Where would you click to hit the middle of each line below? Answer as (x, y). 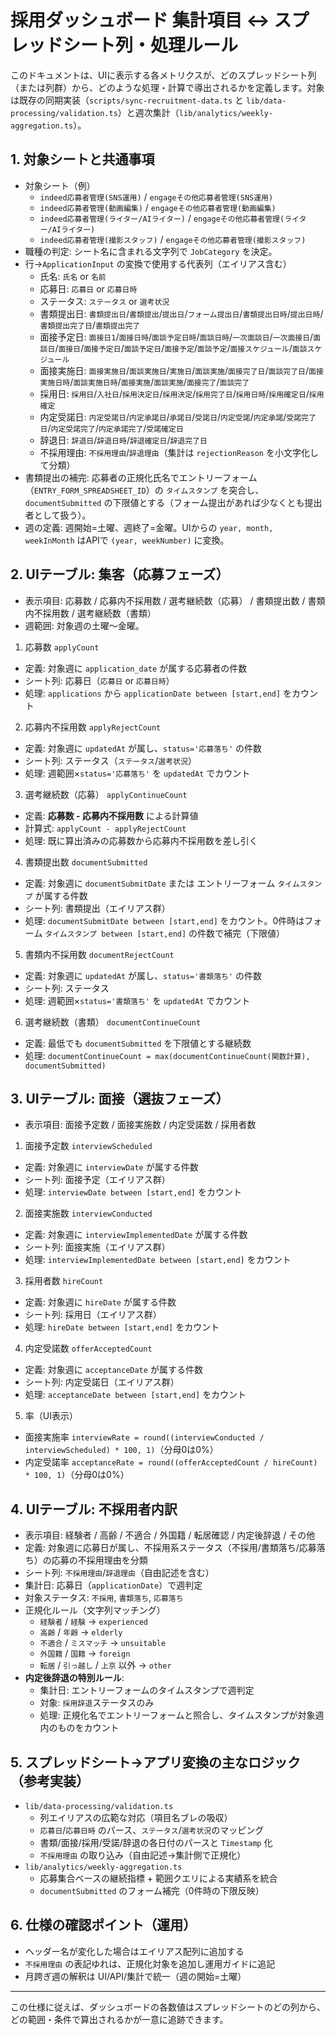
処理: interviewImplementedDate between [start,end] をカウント (158, 1260)
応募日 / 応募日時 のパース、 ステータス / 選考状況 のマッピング (152, 1830)
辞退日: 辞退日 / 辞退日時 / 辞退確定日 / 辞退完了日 (123, 440)
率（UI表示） (51, 1416)
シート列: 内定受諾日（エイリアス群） (102, 1382)
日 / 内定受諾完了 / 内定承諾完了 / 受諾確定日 (111, 428)
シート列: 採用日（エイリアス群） (93, 1315)
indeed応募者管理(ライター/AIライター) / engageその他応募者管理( (162, 218)
